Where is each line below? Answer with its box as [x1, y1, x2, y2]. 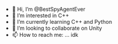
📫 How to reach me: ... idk [11, 32, 79, 38]
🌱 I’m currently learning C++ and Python [11, 18, 113, 25]
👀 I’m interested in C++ [11, 12, 69, 19]
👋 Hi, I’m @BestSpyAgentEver [11, 6, 85, 12]
